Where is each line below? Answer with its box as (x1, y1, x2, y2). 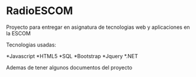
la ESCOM (6, 29, 31, 36)
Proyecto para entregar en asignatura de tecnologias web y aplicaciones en (6, 24, 190, 31)
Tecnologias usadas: (6, 41, 57, 48)
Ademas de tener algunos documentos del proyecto (6, 63, 133, 71)
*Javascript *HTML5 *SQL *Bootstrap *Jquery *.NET (6, 52, 138, 59)
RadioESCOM (6, 4, 73, 18)
